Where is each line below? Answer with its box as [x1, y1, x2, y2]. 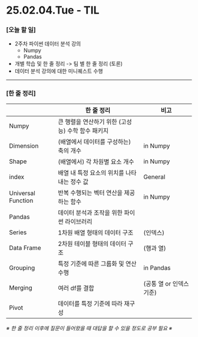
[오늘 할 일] [6, 26, 37, 34]
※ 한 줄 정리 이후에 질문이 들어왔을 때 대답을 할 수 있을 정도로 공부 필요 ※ [6, 325, 173, 332]
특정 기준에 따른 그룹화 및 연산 [58, 260, 137, 268]
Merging [9, 283, 32, 291]
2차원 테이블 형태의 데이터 [58, 239, 127, 248]
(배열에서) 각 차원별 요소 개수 [58, 157, 134, 166]
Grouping [9, 264, 35, 272]
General [143, 173, 166, 181]
